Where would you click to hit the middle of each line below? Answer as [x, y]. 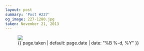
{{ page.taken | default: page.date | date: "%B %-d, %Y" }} [78, 43]
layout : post [19, 10]
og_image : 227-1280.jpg [30, 19]
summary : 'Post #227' [28, 14]
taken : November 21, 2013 [32, 24]
